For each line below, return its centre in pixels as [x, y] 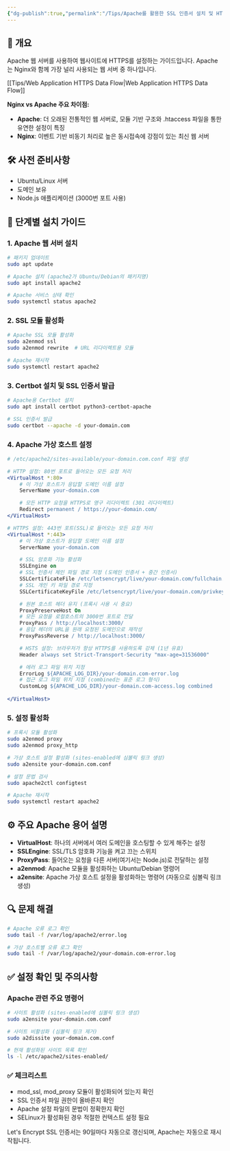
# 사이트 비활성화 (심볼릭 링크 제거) [52, 1032]
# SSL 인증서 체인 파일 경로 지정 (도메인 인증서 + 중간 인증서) [99, 573]
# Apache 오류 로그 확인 [38, 928]
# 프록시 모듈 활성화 [32, 733]
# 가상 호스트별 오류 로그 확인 [44, 947]
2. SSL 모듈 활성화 [36, 321]
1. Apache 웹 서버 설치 [42, 243]
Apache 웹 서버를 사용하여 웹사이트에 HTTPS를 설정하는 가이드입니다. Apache [113, 61]
